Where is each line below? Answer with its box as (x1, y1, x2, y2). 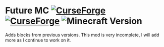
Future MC (5, 5, 50, 16)
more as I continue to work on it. (5, 37, 71, 43)
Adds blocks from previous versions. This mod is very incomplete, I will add (5, 32, 160, 38)
